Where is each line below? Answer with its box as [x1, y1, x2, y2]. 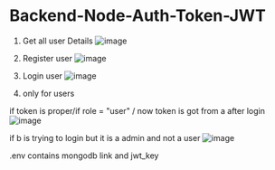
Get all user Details [22, 35, 93, 46]
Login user [22, 70, 63, 81]
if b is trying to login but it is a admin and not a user [9, 132, 201, 143]
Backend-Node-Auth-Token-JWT [9, 5, 267, 26]
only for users [22, 88, 75, 99]
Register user [22, 52, 73, 63]
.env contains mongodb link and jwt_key [9, 150, 159, 161]
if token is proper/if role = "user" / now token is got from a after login [9, 105, 265, 116]
